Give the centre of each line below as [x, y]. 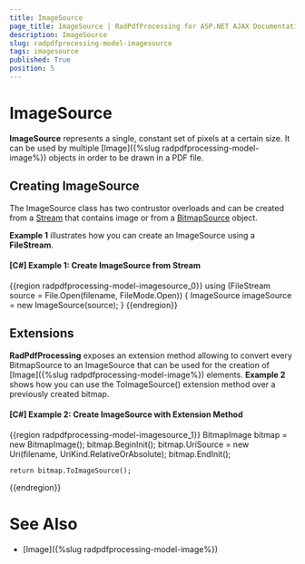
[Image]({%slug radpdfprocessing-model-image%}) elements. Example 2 [148, 374]
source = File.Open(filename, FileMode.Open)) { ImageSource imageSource [151, 295]
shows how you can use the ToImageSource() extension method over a [143, 384]
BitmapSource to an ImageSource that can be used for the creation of [140, 365]
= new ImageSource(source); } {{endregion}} [94, 305]
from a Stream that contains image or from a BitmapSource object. [134, 218]
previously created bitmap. [59, 394]
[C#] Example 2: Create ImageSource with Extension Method [126, 414]
